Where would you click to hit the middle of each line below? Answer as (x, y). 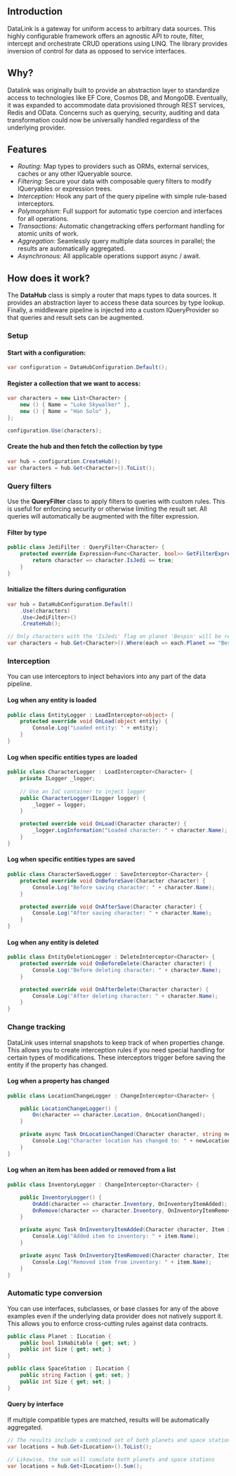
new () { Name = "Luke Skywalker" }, (75, 405)
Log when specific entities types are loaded (73, 757)
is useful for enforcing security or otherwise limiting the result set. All (107, 509)
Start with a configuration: (47, 352)
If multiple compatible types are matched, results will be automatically (108, 1420)
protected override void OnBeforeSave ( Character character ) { (113, 881)
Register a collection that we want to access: (74, 383)
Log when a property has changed (58, 1081)
